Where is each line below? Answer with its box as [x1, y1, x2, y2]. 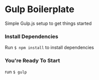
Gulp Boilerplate [5, 4, 75, 15]
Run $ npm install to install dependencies [5, 45, 94, 51]
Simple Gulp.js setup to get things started [5, 20, 92, 26]
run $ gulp [5, 68, 27, 74]
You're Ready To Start [5, 57, 60, 64]
